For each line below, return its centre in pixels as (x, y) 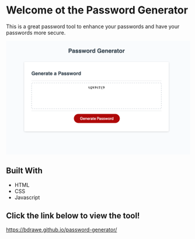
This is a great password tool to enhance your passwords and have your (93, 26)
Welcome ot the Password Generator (97, 10)
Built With (24, 171)
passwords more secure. (36, 32)
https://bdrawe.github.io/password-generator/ (62, 230)
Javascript (27, 197)
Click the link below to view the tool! (73, 216)
